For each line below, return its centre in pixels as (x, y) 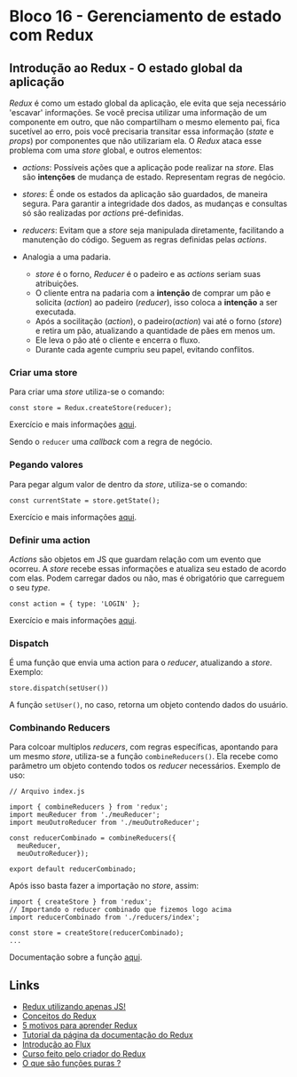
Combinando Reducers (60, 728)
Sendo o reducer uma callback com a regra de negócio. (111, 442)
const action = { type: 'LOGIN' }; (75, 604)
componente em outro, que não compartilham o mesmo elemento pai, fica (145, 122)
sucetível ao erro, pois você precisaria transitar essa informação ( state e (142, 131)
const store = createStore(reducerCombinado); (97, 933)
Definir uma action (50, 540)
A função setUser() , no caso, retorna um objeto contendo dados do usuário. (148, 705)
